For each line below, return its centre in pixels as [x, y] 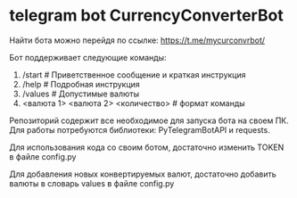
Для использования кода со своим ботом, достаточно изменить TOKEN [147, 147]
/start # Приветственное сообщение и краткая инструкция [134, 74]
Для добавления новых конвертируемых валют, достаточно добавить [143, 174]
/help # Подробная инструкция [81, 84]
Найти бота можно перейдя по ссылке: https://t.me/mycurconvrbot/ [137, 40]
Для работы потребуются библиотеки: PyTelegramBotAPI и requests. [140, 129]
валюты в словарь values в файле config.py [92, 183]
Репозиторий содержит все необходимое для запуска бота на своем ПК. [149, 120]
